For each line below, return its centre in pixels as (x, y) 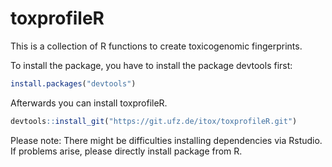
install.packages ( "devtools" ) (73, 83)
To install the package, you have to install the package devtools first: (151, 65)
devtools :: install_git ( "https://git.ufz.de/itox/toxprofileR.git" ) (154, 121)
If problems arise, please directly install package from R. (126, 151)
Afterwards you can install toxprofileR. (89, 103)
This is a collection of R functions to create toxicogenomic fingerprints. (156, 46)
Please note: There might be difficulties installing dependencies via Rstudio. (166, 140)
